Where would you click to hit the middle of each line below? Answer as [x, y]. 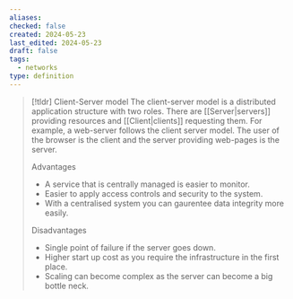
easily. [56, 213]
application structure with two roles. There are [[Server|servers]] [151, 111]
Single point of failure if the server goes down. [130, 247]
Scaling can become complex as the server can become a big [159, 276]
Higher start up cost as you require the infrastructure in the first [162, 257]
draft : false [34, 51]
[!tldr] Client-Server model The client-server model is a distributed [153, 101]
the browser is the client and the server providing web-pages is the [155, 139]
